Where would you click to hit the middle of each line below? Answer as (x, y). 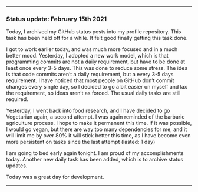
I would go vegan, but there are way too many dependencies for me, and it (97, 129)
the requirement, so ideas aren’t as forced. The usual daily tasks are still (93, 93)
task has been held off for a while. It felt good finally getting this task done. (97, 38)
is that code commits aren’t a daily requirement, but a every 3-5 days (90, 75)
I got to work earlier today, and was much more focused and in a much (92, 49)
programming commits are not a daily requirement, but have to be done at (96, 62)
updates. (17, 166)
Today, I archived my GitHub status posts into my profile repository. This (94, 32)
